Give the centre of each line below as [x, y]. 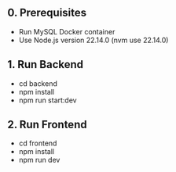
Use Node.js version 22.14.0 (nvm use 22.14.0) [93, 40]
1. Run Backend [46, 64]
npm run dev [39, 160]
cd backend [38, 83]
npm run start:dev [48, 100]
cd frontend [38, 143]
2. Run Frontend [47, 125]
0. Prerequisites [47, 13]
